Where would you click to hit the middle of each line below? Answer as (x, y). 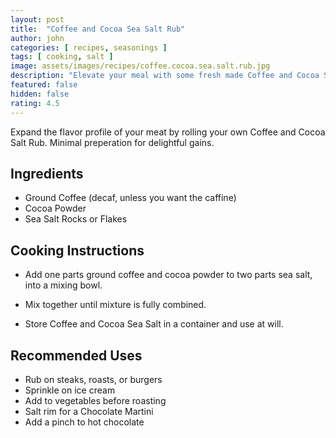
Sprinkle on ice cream (70, 390)
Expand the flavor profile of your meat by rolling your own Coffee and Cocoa (168, 132)
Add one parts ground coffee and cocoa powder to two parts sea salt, (168, 275)
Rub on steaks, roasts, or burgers (93, 379)
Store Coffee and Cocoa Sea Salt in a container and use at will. (154, 324)
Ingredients (47, 173)
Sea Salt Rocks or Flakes (76, 219)
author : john (37, 38)
